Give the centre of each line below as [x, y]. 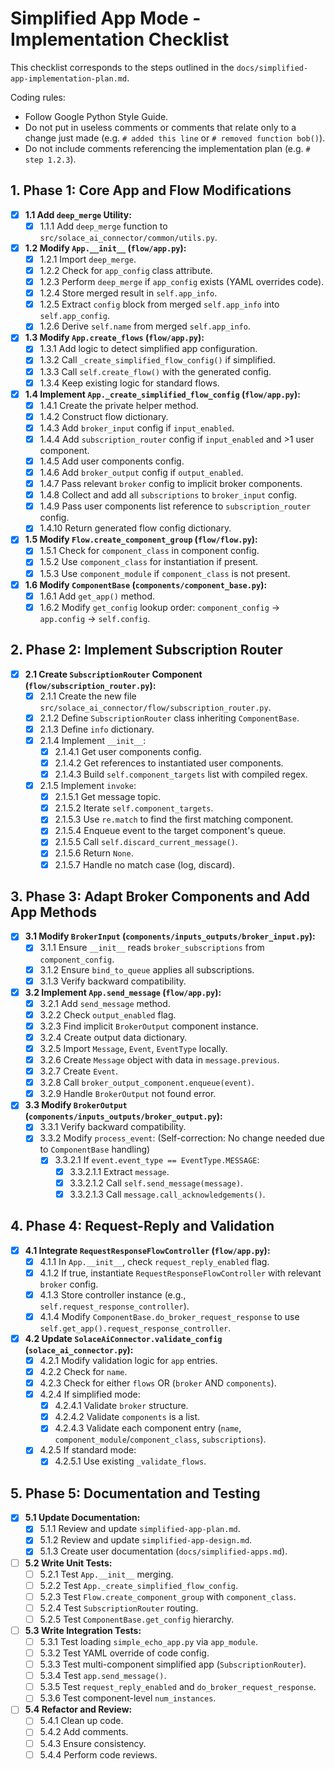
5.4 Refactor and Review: [78, 1709]
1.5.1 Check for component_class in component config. [149, 551]
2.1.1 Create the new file [88, 696]
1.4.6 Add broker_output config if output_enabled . [141, 472]
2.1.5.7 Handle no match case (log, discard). [144, 864]
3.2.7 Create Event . [78, 1071]
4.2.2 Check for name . [83, 1371]
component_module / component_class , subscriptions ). [160, 1439]
